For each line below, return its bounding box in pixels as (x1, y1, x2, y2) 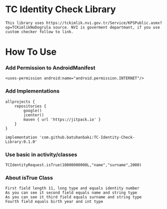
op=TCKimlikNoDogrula (5, 24, 51, 30)
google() (23, 108, 42, 113)
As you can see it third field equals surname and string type (5, 195, 142, 200)
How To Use (5, 46, 57, 58)
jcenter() (23, 112, 44, 117)
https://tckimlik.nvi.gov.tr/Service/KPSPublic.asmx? (46, 20, 162, 25)
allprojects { (5, 99, 36, 104)
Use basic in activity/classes (5, 151, 78, 158)
